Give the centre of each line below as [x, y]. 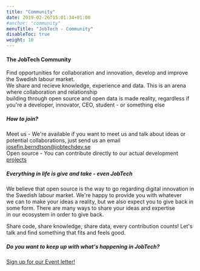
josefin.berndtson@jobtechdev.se [48, 147]
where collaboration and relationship [52, 92]
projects [17, 160]
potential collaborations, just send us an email [63, 140]
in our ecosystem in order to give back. [55, 215]
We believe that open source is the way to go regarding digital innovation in [100, 189]
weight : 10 [20, 40]
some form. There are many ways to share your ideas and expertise [91, 208]
